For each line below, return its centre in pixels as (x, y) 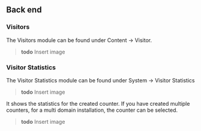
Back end (24, 10)
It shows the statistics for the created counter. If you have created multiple (98, 103)
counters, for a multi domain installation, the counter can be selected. (92, 110)
